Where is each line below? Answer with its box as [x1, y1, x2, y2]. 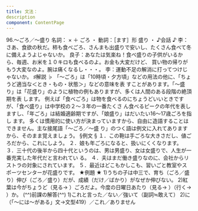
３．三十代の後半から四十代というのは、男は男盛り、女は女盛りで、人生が [6, 147, 187, 154]
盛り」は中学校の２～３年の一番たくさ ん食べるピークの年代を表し [29, 103, 191, 110]
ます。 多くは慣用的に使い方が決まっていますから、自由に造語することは [12, 117, 189, 124]
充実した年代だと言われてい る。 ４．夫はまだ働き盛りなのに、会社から [11, 154, 184, 161]
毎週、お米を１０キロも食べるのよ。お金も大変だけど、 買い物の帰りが [16, 58, 189, 65]
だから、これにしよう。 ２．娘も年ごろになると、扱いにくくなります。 [11, 140, 182, 147]
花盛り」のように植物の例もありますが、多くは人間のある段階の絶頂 [26, 88, 192, 95]
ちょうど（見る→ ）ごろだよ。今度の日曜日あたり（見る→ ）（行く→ [26, 184, 192, 191]
